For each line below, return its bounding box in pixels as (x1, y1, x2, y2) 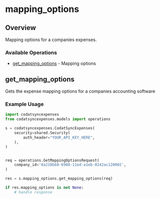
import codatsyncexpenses (5, 112, 59, 117)
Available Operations (5, 49, 57, 56)
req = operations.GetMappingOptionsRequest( (5, 157, 99, 163)
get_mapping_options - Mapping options (12, 60, 96, 66)
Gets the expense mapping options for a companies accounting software (5, 88, 155, 94)
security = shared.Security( (14, 130, 70, 135)
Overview (5, 23, 36, 32)
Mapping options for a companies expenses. (5, 36, 97, 42)
